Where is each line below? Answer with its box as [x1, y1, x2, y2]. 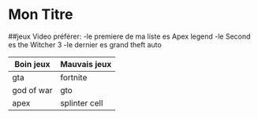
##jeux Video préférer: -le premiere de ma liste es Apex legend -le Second [8, 32, 251, 41]
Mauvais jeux [60, 58, 112, 69]
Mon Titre [8, 6, 73, 24]
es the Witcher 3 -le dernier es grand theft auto [8, 39, 162, 49]
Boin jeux [14, 58, 50, 69]
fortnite [60, 72, 88, 83]
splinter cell [60, 97, 103, 108]
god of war [12, 84, 53, 95]
